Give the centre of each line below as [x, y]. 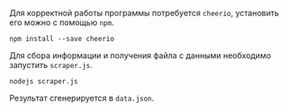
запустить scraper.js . [51, 65]
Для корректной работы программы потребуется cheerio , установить [144, 13]
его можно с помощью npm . [62, 22]
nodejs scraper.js [44, 82]
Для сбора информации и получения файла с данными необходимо [140, 56]
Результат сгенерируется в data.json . [82, 98]
